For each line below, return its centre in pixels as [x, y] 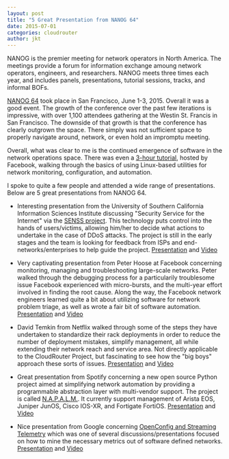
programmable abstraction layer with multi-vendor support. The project [118, 392]
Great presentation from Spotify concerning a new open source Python [117, 377]
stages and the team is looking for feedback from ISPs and [99, 243]
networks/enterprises [48, 250]
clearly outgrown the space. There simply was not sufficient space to [105, 130]
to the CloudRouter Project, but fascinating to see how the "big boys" [114, 356]
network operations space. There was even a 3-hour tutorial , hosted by [108, 158]
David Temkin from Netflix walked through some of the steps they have [117, 327]
